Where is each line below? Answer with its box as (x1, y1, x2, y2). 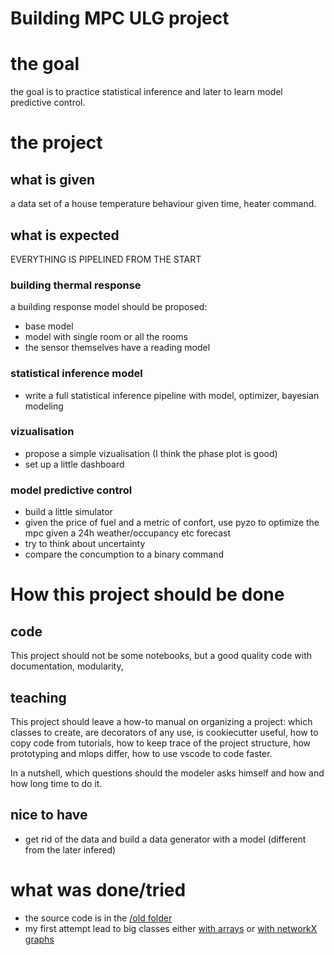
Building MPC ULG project (10, 7, 230, 30)
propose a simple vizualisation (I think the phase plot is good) (24, 447, 278, 459)
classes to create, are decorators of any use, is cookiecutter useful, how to (10, 726, 319, 738)
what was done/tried (10, 878, 187, 901)
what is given (10, 171, 95, 188)
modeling (24, 400, 64, 412)
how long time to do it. (10, 777, 103, 789)
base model (24, 320, 74, 332)
